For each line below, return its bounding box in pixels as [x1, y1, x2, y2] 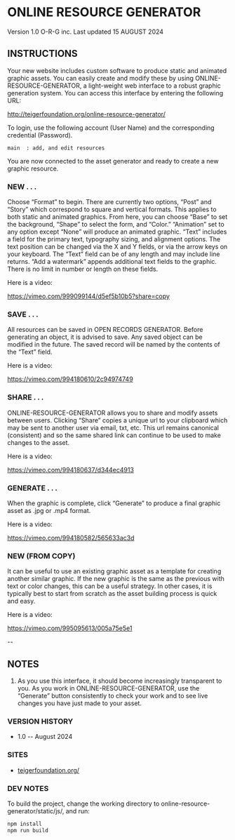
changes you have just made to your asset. [17, 699, 142, 707]
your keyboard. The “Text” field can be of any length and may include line [7, 250, 220, 258]
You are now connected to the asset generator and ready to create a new [7, 156, 219, 165]
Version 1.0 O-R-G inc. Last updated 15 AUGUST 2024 [7, 27, 163, 36]
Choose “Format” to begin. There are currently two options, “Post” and [7, 198, 212, 206]
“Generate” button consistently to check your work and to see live [17, 692, 208, 700]
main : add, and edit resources [7, 145, 105, 152]
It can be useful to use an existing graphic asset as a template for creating [7, 567, 222, 575]
